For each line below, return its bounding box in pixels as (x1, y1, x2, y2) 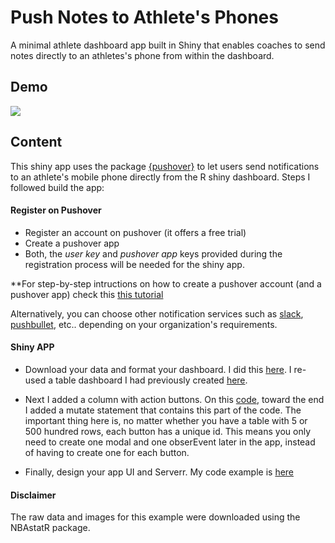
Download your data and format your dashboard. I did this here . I (24, 363, 292, 375)
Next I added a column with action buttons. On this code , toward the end (24, 393, 325, 405)
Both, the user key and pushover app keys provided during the (24, 247, 283, 260)
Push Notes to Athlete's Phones (10, 6, 279, 29)
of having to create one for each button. (24, 446, 190, 458)
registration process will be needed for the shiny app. (24, 258, 245, 270)
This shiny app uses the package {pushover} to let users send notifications (10, 160, 320, 172)
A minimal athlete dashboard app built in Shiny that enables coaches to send (10, 39, 326, 51)
